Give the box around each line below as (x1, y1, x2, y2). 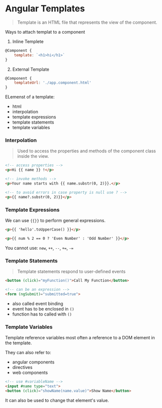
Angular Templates (5, 3, 85, 14)
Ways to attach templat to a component (5, 29, 85, 35)
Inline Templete (12, 38, 44, 45)
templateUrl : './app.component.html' (14, 80, 92, 86)
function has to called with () (12, 311, 72, 317)
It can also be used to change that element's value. (5, 397, 109, 403)
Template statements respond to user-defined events (17, 269, 126, 274)
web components (12, 369, 48, 375)
